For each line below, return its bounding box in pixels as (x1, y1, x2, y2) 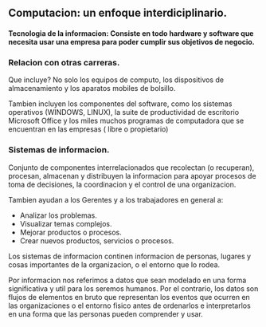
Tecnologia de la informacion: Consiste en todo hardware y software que (8, 28, 254, 38)
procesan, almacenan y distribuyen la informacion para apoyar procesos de (8, 171, 256, 180)
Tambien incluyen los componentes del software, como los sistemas (8, 99, 233, 108)
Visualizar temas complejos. (19, 219, 113, 228)
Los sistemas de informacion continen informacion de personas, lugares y (8, 251, 252, 261)
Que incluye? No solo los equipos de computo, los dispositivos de (8, 75, 225, 85)
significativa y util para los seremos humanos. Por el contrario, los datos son (8, 283, 259, 294)
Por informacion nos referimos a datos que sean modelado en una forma (8, 275, 247, 285)
